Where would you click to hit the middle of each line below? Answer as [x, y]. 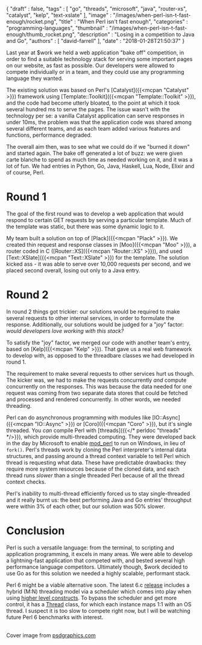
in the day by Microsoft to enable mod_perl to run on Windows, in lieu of [96, 443]
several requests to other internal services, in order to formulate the [90, 318]
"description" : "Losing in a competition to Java [136, 34]
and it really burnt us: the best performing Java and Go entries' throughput [99, 500]
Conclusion [36, 531]
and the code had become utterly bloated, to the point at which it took [93, 103]
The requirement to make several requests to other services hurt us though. [100, 373]
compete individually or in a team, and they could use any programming [95, 72]
